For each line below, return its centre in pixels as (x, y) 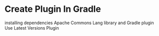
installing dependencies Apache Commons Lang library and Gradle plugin (79, 23)
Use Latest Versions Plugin (32, 28)
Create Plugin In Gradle (53, 9)
